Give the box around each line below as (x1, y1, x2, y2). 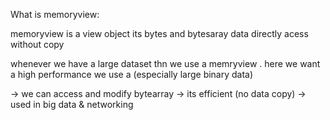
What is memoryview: (10, 9, 100, 20)
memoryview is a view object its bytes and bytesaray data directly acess (10, 28, 309, 39)
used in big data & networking (10, 99, 134, 110)
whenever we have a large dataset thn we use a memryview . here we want (10, 58, 321, 69)
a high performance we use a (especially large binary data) (10, 69, 254, 80)
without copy (10, 39, 65, 50)
